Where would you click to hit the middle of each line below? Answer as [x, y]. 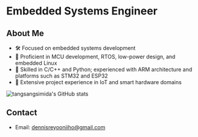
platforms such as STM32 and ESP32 [62, 76]
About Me [25, 33]
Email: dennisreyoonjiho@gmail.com [60, 127]
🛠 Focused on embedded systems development [75, 48]
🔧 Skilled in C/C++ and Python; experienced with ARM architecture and [104, 69]
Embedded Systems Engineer [82, 11]
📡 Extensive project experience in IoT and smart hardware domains [98, 82]
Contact [22, 113]
